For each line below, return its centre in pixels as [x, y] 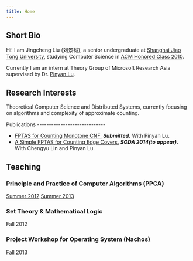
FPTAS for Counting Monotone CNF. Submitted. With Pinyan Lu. [92, 136]
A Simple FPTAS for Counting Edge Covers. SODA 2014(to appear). [96, 142]
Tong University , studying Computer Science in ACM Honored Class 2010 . [95, 57]
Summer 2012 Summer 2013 [40, 196]
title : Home [20, 11]
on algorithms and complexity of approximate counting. [73, 113]
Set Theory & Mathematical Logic [54, 211]
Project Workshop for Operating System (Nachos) [78, 239]
